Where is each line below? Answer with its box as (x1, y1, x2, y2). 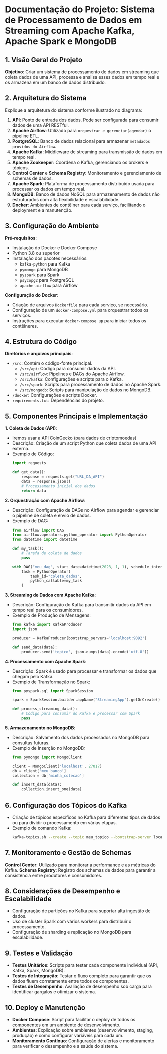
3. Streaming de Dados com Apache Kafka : (5, 592, 96, 598)
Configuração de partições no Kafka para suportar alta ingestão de (12, 908, 151, 914)
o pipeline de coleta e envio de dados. (12, 512, 91, 518)
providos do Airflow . (12, 143, 56, 149)
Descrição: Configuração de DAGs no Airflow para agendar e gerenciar (12, 507, 159, 513)
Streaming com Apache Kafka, (5, 25, 135, 36)
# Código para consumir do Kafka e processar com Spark (21, 711, 140, 716)
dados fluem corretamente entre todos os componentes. (12, 978, 129, 984)
